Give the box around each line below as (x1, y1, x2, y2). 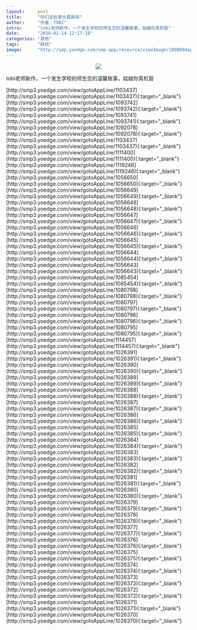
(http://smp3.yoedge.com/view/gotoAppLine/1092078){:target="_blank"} (6, 130, 182, 137)
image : (6, 47, 22, 53)
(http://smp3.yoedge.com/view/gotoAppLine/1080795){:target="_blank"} (6, 330, 182, 337)
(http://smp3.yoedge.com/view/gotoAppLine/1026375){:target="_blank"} (6, 555, 182, 562)
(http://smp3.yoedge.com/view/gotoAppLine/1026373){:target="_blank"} (6, 579, 182, 587)
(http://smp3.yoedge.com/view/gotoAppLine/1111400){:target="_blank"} (6, 155, 180, 162)
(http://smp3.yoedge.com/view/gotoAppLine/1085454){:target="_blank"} (6, 280, 183, 287)
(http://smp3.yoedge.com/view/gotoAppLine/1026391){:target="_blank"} (6, 355, 182, 362)
